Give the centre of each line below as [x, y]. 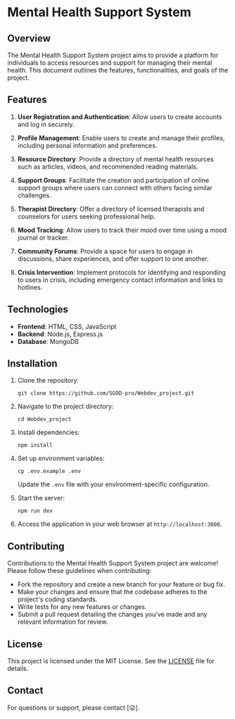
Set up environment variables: [61, 458]
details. [18, 669]
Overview [29, 38]
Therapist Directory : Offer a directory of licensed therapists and [111, 209]
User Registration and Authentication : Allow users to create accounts [120, 116]
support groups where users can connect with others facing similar [115, 188]
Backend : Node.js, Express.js [60, 334]
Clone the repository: [48, 381]
